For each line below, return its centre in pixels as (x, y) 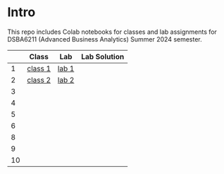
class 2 (39, 80)
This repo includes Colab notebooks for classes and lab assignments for (112, 32)
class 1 (39, 68)
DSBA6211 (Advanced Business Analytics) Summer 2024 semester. (105, 39)
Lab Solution (102, 56)
